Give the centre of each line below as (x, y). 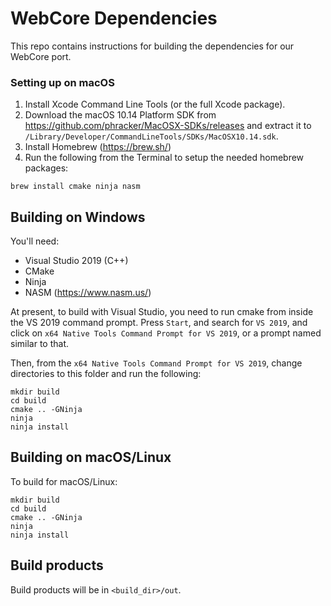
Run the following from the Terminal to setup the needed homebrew (164, 158)
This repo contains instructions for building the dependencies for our (152, 46)
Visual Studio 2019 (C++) (76, 261)
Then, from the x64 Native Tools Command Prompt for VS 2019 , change (156, 363)
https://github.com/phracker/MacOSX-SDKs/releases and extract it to (168, 126)
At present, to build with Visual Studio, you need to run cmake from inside (162, 312)
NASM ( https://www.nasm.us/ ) (88, 293)
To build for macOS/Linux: (64, 481)
